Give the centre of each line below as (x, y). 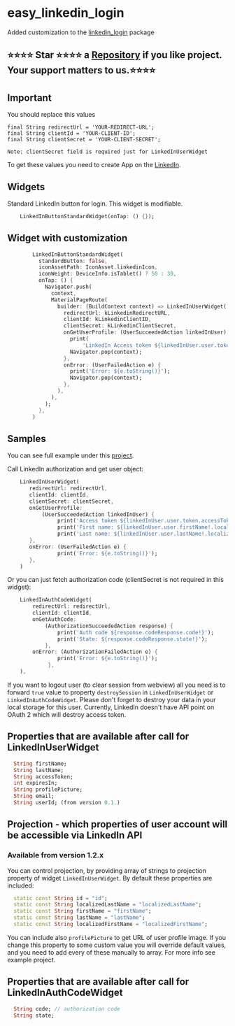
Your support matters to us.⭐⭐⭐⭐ (81, 70)
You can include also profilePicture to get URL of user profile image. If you (116, 937)
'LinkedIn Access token (117, 345)
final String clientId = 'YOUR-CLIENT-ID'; (72, 134)
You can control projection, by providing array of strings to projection (107, 870)
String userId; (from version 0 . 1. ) (67, 803)
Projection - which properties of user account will (117, 824)
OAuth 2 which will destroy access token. (67, 714)
